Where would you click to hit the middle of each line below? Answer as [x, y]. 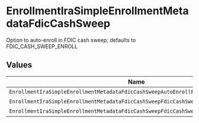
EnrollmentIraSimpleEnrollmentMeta [97, 11]
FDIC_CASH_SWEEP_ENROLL [42, 46]
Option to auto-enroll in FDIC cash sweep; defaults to [71, 40]
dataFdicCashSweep [58, 23]
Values [19, 65]
